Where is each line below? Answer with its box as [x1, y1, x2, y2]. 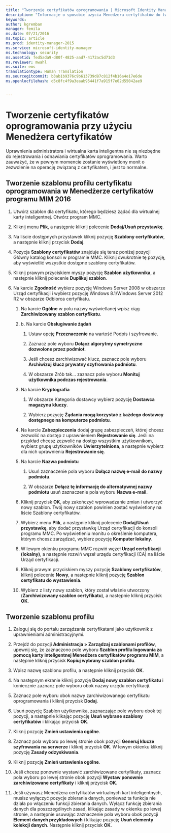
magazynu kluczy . [28, 401, 68, 408]
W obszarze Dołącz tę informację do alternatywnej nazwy [28, 483, 153, 490]
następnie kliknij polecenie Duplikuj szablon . [13, 275, 107, 281]
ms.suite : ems [6, 64, 36, 69]
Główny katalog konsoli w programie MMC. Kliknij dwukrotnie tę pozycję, [13, 254, 166, 260]
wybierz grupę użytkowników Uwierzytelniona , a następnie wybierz [20, 443, 164, 449]
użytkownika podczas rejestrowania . [28, 377, 108, 383]
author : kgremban [6, 21, 43, 27]
